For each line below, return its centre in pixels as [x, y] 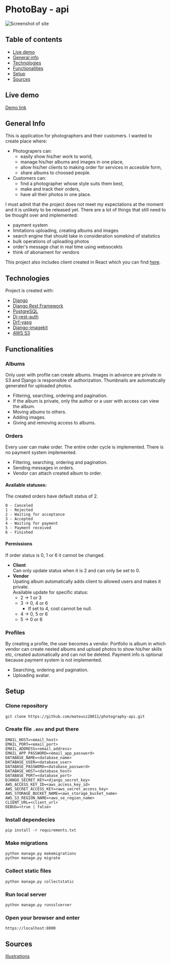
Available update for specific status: [50, 592]
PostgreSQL [25, 311]
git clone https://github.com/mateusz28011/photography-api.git [75, 716]
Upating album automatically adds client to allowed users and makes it [87, 581]
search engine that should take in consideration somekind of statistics [86, 236]
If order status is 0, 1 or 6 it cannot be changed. [55, 555]
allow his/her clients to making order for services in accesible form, [91, 168]
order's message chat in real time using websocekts [67, 247]
